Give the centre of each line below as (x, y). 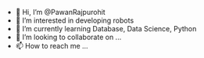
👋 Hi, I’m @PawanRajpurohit (60, 12)
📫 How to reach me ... (52, 46)
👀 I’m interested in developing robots (75, 20)
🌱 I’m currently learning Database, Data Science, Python (106, 29)
